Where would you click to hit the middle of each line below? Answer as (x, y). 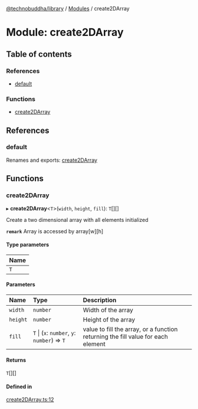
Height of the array (109, 319)
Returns (16, 360)
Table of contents (39, 54)
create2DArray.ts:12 (30, 400)
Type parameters (28, 245)
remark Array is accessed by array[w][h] (55, 231)
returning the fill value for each (125, 336)
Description (100, 300)
